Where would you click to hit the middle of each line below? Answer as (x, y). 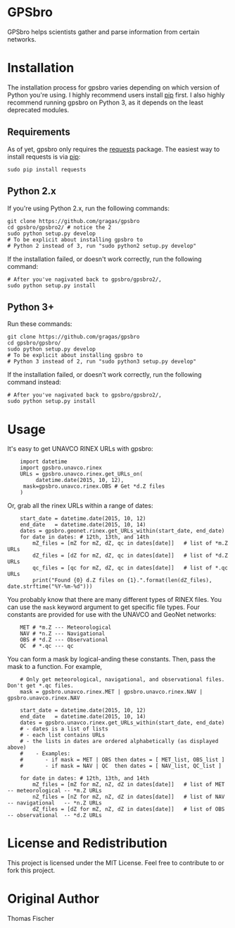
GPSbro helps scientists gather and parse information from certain (103, 32)
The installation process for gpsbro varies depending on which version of (114, 87)
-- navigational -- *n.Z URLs (55, 803)
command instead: (34, 382)
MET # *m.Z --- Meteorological (66, 628)
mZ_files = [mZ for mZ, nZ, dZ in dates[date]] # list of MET (129, 785)
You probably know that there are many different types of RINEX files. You (114, 600)
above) (17, 748)
